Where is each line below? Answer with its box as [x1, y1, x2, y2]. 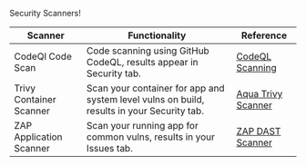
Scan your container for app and [86, 82, 225, 94]
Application [14, 131, 63, 143]
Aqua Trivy [236, 88, 283, 100]
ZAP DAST [236, 125, 281, 137]
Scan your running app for [86, 120, 199, 132]
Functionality [127, 29, 187, 42]
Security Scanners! [9, 8, 82, 18]
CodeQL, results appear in [86, 56, 199, 68]
